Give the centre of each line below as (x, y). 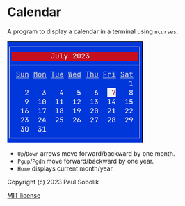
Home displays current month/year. (66, 168)
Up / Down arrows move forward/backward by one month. (96, 153)
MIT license (24, 195)
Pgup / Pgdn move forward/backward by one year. (86, 161)
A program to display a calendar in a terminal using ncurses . (93, 31)
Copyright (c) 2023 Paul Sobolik (53, 182)
